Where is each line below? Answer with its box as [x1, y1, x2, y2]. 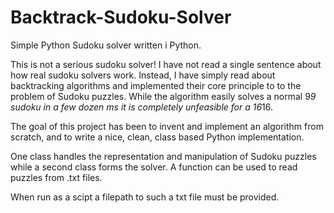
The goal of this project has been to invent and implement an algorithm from [10, 120, 324, 132]
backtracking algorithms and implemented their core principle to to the [10, 79, 302, 91]
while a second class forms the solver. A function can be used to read [10, 161, 298, 173]
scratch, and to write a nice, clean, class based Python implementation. [10, 131, 305, 143]
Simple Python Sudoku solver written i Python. [10, 39, 202, 51]
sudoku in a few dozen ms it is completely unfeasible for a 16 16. [10, 101, 274, 113]
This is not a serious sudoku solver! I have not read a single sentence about [10, 58, 322, 70]
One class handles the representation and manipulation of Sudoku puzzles [10, 150, 317, 162]
